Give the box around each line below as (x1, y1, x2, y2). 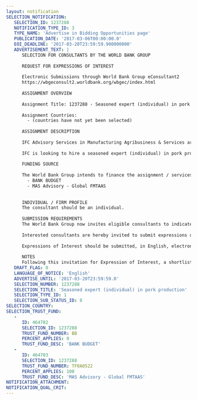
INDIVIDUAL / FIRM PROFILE (21, 199, 88, 205)
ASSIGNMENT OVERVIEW (21, 90, 72, 96)
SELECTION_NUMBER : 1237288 (13, 281, 80, 287)
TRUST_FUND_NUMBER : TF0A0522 (21, 363, 93, 369)
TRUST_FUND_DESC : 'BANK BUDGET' (21, 341, 101, 347)
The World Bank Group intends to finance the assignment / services (21, 172, 193, 178)
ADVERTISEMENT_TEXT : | (13, 47, 69, 53)
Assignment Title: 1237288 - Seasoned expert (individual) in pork (21, 101, 191, 107)
